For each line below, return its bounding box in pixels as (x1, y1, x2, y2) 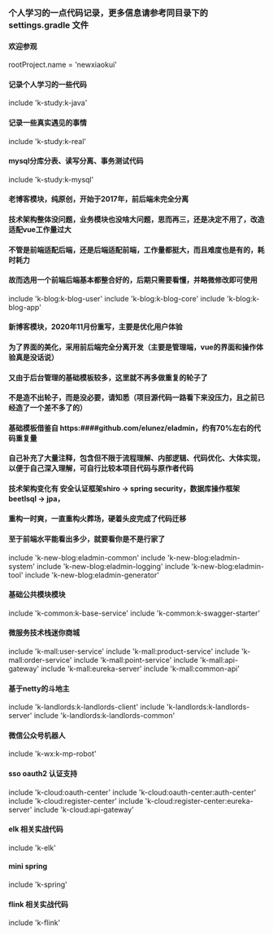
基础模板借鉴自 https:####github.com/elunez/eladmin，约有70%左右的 (8, 423, 254, 432)
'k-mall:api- (200, 656, 238, 665)
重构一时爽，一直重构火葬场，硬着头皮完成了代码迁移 (8, 514, 187, 524)
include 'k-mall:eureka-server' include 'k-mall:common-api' (40, 664, 240, 673)
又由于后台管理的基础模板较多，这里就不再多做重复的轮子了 (8, 372, 208, 382)
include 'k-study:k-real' (8, 136, 87, 146)
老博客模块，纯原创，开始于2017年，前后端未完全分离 (8, 194, 189, 204)
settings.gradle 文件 (8, 19, 89, 30)
